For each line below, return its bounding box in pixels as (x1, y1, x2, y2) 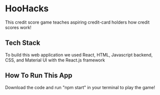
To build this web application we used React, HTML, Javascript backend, (5, 52, 153, 58)
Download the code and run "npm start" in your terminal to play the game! (5, 84, 156, 90)
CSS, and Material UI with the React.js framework (5, 57, 105, 63)
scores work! (5, 24, 32, 30)
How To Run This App (5, 71, 72, 80)
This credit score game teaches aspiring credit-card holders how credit (5, 19, 150, 25)
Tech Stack (5, 39, 40, 47)
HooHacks (5, 3, 49, 14)
